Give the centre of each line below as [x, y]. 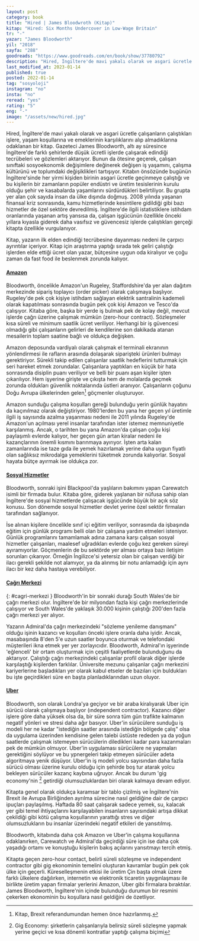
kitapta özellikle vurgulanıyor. [42, 228]
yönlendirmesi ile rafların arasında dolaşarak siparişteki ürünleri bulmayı [94, 354]
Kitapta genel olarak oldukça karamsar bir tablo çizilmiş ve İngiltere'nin [92, 792]
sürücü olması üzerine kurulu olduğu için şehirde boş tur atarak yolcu [90, 767]
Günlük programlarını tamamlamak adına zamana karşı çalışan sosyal [90, 537]
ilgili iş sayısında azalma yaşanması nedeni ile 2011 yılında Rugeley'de [91, 417]
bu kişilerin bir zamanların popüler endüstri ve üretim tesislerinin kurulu [93, 184]
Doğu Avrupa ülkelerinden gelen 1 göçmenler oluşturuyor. [75, 392]
